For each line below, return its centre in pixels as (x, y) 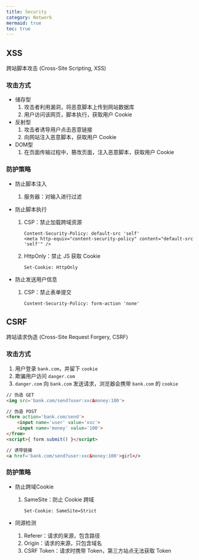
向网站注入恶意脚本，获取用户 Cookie (70, 137)
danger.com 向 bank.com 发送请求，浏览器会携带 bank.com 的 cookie (97, 384)
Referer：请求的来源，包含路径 (62, 535)
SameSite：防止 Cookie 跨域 (59, 499)
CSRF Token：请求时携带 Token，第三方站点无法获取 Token (98, 550)
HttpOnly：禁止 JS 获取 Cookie (62, 256)
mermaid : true (24, 23)
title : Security (26, 12)
